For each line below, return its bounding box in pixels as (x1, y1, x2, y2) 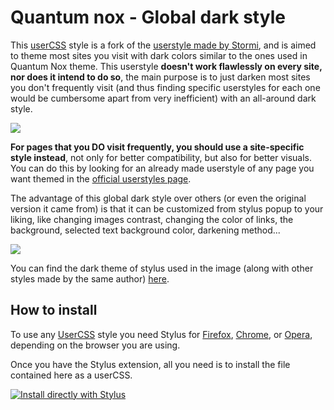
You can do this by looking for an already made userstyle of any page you (10, 162, 315, 174)
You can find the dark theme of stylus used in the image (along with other (10, 262, 314, 274)
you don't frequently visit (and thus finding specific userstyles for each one (10, 81, 321, 93)
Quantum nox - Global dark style (10, 6, 286, 29)
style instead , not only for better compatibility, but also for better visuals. (10, 151, 313, 163)
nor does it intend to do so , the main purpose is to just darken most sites (10, 71, 311, 83)
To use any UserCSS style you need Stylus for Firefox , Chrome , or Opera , (10, 328, 313, 340)
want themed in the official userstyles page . (10, 172, 192, 185)
